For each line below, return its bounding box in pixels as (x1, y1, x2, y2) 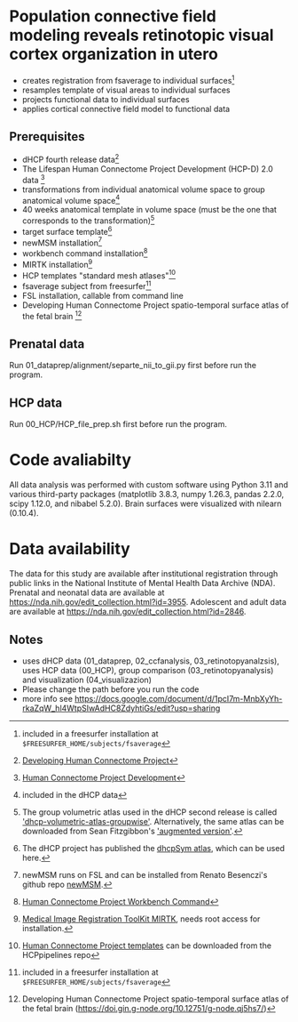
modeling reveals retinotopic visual (9, 25, 274, 45)
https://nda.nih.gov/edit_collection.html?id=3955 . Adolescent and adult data (9, 597, 286, 608)
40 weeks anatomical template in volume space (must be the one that (21, 205, 278, 215)
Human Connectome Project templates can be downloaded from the (21, 940, 272, 951)
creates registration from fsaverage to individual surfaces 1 (21, 73, 235, 85)
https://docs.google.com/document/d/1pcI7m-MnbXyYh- (74, 693, 283, 704)
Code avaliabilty (9, 450, 131, 471)
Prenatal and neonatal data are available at (9, 587, 165, 598)
